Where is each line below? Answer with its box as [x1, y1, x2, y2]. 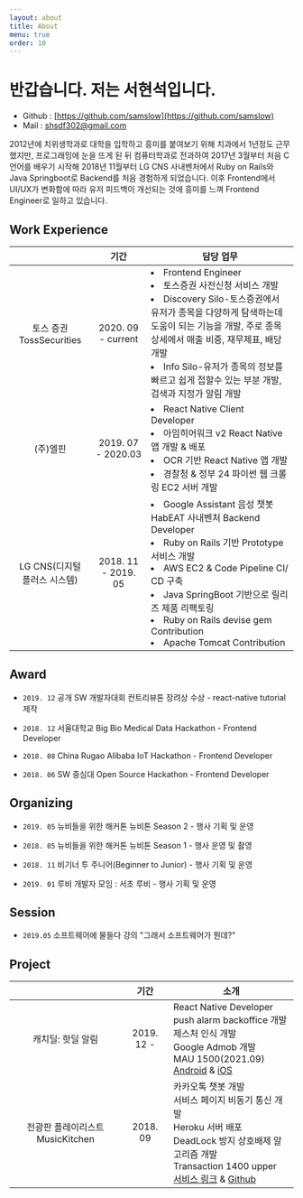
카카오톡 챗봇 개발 [172, 1081, 245, 1093]
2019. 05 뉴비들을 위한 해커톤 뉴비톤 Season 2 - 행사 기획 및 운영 [22, 821, 254, 831]
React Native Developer [172, 1001, 273, 1014]
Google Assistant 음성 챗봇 [162, 498, 274, 510]
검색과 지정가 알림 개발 [150, 387, 242, 400]
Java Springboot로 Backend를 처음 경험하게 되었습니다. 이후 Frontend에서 [9, 172, 276, 183]
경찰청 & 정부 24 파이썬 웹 [162, 468, 269, 479]
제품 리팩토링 [161, 602, 215, 614]
